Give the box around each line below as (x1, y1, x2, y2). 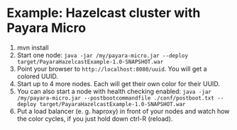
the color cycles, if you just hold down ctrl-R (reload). (16, 114, 173, 123)
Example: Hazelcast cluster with (6, 5, 201, 21)
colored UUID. (16, 72, 58, 81)
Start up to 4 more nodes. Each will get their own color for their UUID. (16, 79, 221, 88)
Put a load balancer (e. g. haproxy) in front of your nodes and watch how (16, 107, 230, 115)
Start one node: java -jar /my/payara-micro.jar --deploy (16, 51, 189, 59)
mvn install (16, 43, 49, 52)
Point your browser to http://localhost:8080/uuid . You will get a (16, 64, 207, 73)
